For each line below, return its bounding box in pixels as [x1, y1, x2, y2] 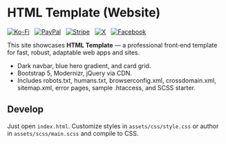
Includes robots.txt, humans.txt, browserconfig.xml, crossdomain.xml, [17, 76, 216, 84]
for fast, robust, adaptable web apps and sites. [7, 48, 140, 56]
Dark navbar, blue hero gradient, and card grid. [17, 61, 151, 70]
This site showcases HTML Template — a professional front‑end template [7, 41, 218, 49]
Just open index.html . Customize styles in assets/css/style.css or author [7, 122, 219, 130]
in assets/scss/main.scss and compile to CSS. [7, 129, 139, 137]
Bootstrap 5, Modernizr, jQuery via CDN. [17, 69, 133, 77]
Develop [7, 103, 44, 115]
